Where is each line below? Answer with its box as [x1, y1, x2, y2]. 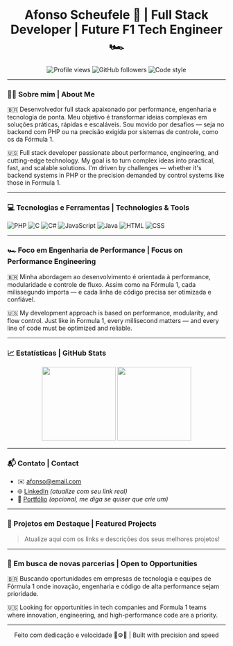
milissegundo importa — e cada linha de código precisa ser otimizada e [7, 288, 212, 296]
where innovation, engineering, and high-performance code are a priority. [7, 611, 218, 620]
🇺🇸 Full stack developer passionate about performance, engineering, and [7, 149, 219, 157]
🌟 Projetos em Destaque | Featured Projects [7, 519, 157, 529]
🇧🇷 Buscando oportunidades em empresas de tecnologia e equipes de [7, 574, 212, 583]
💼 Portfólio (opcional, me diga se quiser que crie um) [17, 495, 169, 504]
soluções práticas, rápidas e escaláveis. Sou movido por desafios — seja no [7, 120, 225, 129]
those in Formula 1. [7, 179, 61, 187]
